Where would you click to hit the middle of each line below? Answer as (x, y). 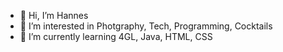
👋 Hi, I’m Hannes (54, 15)
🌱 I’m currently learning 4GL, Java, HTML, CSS (116, 36)
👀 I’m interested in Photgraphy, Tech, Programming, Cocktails (146, 26)
